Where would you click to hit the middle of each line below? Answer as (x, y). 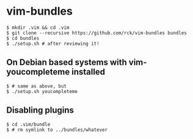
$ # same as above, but (37, 86)
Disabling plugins (40, 111)
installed (88, 72)
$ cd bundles (23, 38)
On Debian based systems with (67, 62)
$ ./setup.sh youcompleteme (42, 91)
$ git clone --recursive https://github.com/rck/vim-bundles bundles (97, 33)
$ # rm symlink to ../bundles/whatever (57, 130)
